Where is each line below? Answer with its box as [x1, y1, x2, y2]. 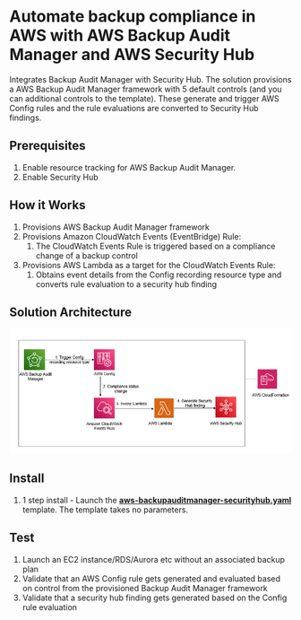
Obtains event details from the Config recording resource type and [35, 269, 282, 280]
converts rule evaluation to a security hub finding [35, 278, 218, 289]
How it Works [9, 197, 86, 213]
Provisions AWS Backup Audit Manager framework [21, 222, 211, 232]
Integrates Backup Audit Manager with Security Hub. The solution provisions [9, 74, 292, 84]
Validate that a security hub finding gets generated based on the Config [21, 592, 288, 603]
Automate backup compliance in [9, 6, 256, 27]
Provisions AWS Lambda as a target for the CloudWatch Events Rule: [21, 259, 276, 270]
